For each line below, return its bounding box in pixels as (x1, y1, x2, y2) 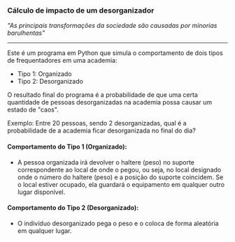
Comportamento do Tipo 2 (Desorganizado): (7, 204, 139, 212)
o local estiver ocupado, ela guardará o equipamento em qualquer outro (17, 180, 225, 188)
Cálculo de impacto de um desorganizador (7, 6, 155, 15)
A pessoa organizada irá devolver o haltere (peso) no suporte (17, 158, 194, 166)
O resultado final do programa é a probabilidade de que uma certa (7, 91, 198, 99)
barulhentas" (7, 29, 45, 37)
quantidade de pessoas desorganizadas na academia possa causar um (7, 98, 212, 107)
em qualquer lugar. (17, 226, 72, 235)
